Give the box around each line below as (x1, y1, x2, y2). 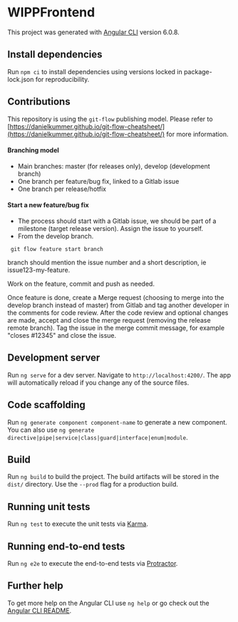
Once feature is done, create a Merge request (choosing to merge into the (7, 293, 224, 301)
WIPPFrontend (7, 4, 95, 21)
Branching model (7, 146, 59, 155)
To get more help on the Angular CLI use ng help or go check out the (7, 598, 209, 607)
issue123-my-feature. (7, 265, 71, 274)
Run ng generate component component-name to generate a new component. (7, 418, 228, 426)
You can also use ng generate (7, 425, 95, 434)
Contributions (7, 95, 71, 108)
